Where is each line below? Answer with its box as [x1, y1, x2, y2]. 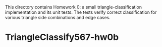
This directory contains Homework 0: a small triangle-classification [5, 4, 142, 10]
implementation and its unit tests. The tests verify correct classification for [5, 9, 157, 15]
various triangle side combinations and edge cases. [5, 15, 110, 20]
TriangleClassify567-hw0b [5, 32, 119, 43]
